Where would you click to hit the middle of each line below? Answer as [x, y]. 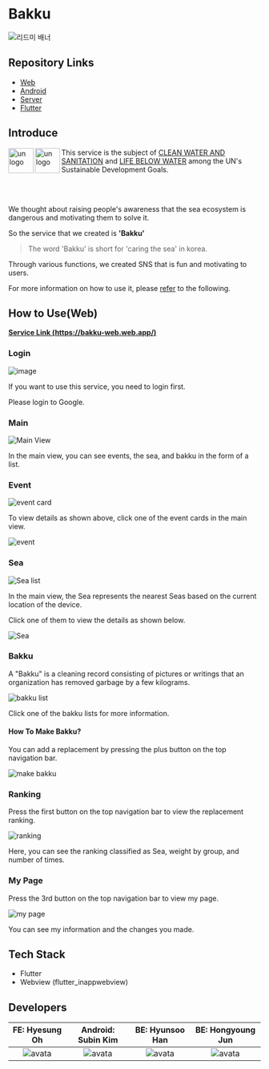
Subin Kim [98, 1040]
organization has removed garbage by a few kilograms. [99, 682]
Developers [38, 1007]
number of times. [37, 860]
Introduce [33, 133]
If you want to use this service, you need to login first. [97, 387]
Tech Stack [37, 955]
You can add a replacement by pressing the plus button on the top [117, 750]
